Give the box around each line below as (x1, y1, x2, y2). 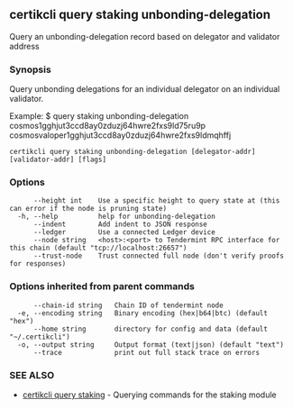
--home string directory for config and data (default (32, 324, 269, 333)
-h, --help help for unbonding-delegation (17, 212, 216, 222)
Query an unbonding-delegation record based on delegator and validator (9, 31, 280, 41)
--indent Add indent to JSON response (32, 220, 207, 229)
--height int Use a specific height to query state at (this (32, 196, 280, 205)
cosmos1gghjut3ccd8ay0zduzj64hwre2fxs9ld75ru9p (9, 121, 206, 132)
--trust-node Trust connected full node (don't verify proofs (32, 251, 284, 260)
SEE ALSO (9, 368, 55, 381)
